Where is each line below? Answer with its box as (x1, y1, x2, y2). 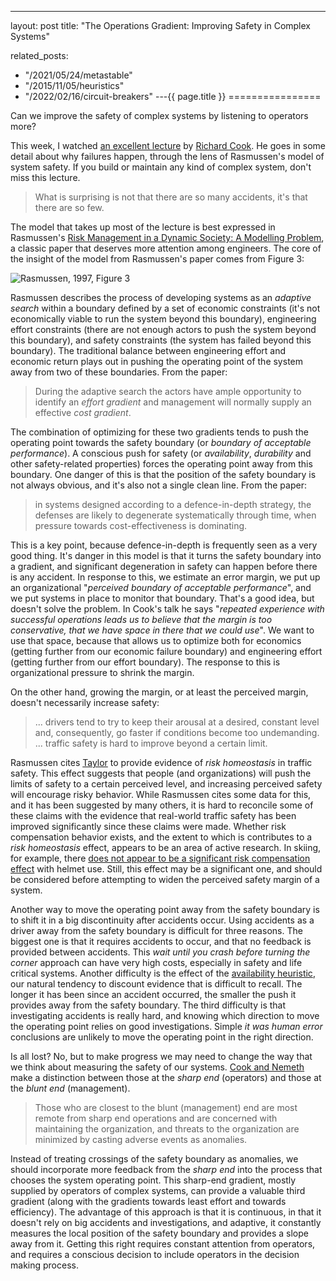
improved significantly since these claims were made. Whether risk (10, 821, 287, 832)
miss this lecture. (10, 172, 81, 183)
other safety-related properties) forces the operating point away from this (10, 458, 313, 470)
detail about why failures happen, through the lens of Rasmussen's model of (10, 151, 325, 162)
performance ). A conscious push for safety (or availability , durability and (10, 447, 312, 459)
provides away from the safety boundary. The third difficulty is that (10, 999, 287, 1011)
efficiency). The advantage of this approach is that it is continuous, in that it (10, 1206, 322, 1218)
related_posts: (10, 50, 69, 61)
